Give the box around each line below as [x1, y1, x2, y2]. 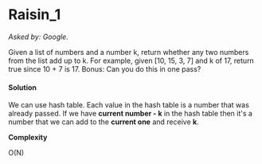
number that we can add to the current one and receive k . [8, 117, 199, 127]
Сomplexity [8, 133, 48, 143]
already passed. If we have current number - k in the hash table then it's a [8, 109, 253, 119]
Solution [8, 82, 37, 92]
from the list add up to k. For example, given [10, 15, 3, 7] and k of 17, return [8, 56, 255, 65]
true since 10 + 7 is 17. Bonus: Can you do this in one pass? [8, 64, 201, 73]
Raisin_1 [8, 6, 61, 24]
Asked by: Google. [8, 32, 69, 41]
